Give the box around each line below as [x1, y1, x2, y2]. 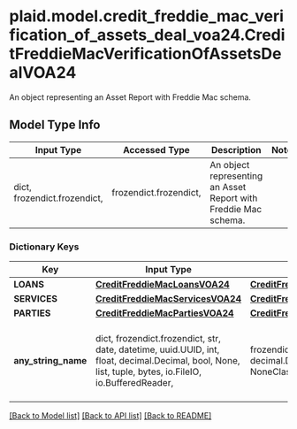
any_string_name [13, 355, 88, 367]
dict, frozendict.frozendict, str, [95, 333, 221, 345]
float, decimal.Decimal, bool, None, [95, 355, 240, 367]
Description [210, 143, 263, 156]
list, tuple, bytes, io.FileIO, [95, 365, 202, 378]
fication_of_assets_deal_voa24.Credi [9, 25, 286, 45]
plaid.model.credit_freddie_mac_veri [9, 6, 285, 27]
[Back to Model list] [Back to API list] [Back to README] [9, 410, 212, 421]
